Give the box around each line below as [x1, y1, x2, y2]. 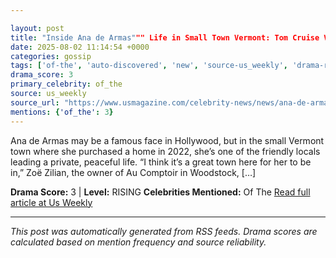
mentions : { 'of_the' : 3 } [10, 107, 114, 117]
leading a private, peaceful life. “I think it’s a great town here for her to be [10, 156, 312, 168]
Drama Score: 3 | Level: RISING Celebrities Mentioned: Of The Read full [10, 186, 311, 198]
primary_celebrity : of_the [10, 79, 123, 90]
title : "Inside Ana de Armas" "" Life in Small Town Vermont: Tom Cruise [10, 32, 320, 43]
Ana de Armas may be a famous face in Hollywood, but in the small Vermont [10, 134, 325, 146]
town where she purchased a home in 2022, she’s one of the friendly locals [10, 145, 321, 157]
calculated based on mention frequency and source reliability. [10, 236, 267, 248]
